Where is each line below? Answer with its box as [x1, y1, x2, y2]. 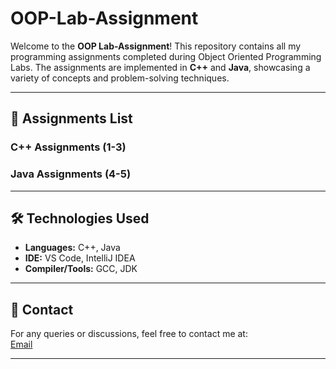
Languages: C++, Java [24, 242, 121, 254]
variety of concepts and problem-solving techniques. [10, 72, 230, 84]
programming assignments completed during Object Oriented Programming [10, 50, 322, 62]
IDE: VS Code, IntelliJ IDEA [24, 252, 136, 264]
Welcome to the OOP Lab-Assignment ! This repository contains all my [10, 40, 302, 52]
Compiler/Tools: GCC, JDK [24, 263, 138, 275]
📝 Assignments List [10, 110, 133, 127]
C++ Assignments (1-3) [10, 140, 127, 154]
